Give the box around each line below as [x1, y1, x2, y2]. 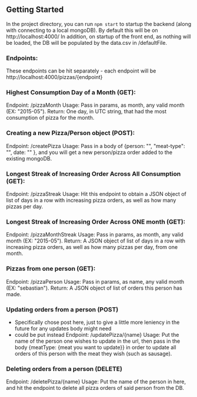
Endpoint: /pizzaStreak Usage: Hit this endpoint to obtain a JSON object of [6, 191, 187, 197]
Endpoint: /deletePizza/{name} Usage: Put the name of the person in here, [6, 378, 186, 385]
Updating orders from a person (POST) [6, 305, 119, 313]
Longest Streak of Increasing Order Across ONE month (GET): [6, 218, 186, 226]
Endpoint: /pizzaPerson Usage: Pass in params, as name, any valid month [6, 278, 185, 285]
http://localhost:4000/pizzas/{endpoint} [6, 74, 103, 81]
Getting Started [6, 5, 64, 15]
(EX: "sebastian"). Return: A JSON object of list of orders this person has [6, 284, 182, 291]
